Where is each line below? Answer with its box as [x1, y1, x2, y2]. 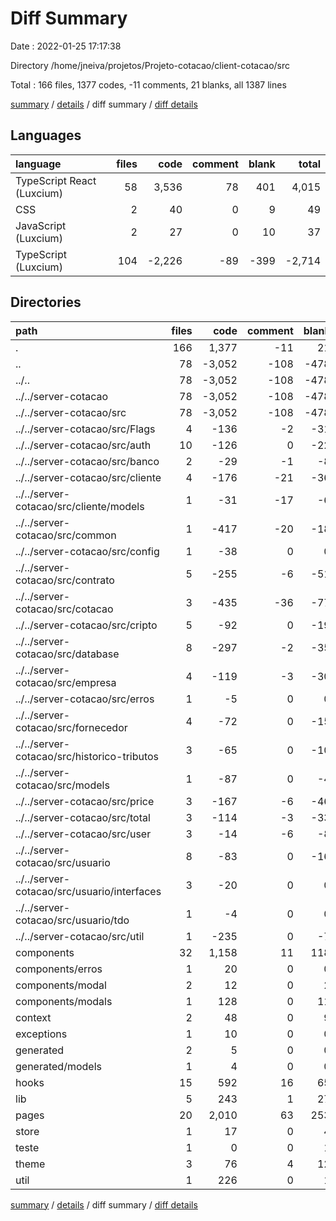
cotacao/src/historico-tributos [15, 749, 160, 763]
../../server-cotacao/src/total [15, 810, 151, 824]
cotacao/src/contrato [15, 573, 115, 587]
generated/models [15, 1059, 102, 1073]
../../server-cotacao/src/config [15, 544, 160, 558]
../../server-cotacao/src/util [15, 929, 145, 943]
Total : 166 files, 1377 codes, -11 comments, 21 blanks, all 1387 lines [10, 78, 287, 91]
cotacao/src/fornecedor [15, 720, 128, 734]
